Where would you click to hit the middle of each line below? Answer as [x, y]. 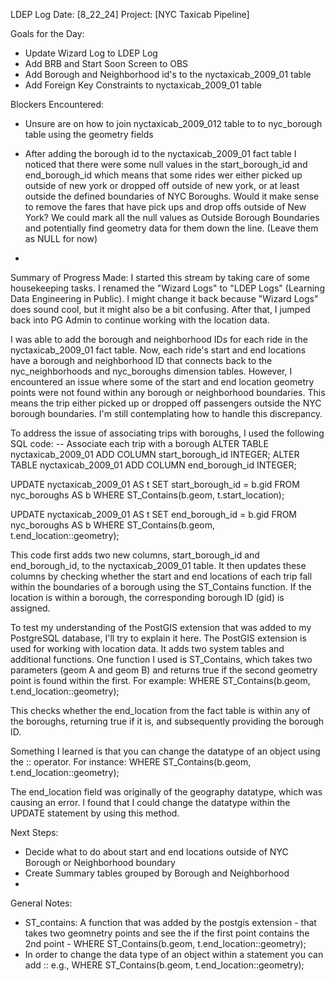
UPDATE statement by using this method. [95, 813]
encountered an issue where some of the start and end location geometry [162, 382]
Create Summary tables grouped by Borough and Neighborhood [157, 873]
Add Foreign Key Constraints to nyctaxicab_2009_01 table [143, 85]
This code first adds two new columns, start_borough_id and [135, 555]
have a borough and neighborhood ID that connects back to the [141, 360]
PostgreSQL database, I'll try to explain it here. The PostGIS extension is [158, 638]
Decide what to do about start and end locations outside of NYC [156, 852]
